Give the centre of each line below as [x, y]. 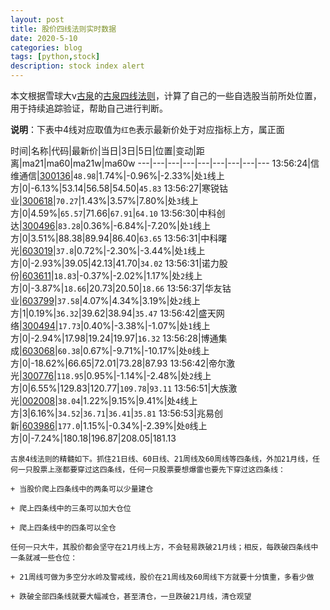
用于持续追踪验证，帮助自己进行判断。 [89, 108]
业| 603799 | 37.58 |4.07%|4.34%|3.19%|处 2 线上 [105, 300]
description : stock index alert [77, 66]
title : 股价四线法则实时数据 [63, 29]
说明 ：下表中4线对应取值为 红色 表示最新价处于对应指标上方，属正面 [147, 129]
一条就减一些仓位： [44, 558]
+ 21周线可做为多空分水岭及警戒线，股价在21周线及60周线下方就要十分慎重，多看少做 [162, 577]
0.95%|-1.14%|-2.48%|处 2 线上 [149, 375]
